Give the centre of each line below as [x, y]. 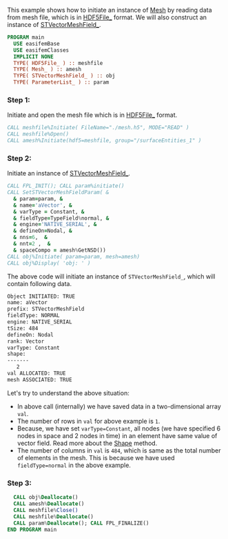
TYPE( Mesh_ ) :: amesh [47, 69]
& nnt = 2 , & [32, 244]
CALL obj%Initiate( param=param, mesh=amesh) [73, 256]
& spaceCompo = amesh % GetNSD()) [60, 250]
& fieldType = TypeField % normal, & [61, 218]
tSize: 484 [23, 328]
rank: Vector [26, 341]
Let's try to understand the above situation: [68, 393]
